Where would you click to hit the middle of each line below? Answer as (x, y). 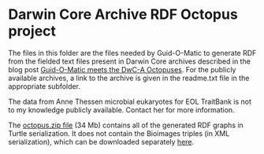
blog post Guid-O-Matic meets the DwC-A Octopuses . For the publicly (122, 69)
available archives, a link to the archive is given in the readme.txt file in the (129, 78)
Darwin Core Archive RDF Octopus (123, 15)
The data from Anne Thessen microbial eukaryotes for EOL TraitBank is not (130, 101)
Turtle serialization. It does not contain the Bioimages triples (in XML (119, 133)
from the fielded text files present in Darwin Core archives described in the (129, 61)
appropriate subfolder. (45, 86)
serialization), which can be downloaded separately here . (101, 141)
